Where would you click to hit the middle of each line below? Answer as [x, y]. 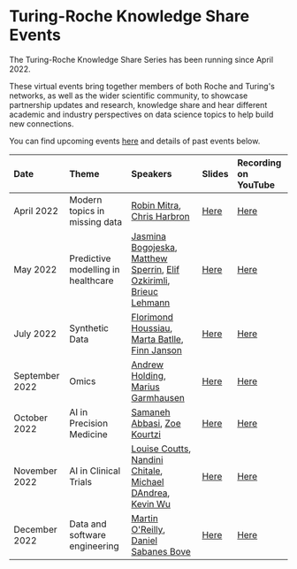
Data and [88, 524]
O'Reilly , [148, 529]
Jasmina [148, 236]
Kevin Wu [151, 504]
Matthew [149, 258]
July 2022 [35, 334]
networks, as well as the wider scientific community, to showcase [129, 96]
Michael [148, 481]
